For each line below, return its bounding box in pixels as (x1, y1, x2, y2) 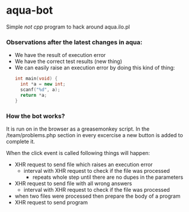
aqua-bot (6, 4, 53, 17)
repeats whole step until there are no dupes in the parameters (32, 173, 184, 181)
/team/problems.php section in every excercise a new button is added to (6, 131, 184, 138)
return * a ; (20, 92, 47, 98)
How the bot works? (6, 112, 65, 120)
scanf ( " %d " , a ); (20, 87, 60, 93)
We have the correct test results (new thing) (14, 58, 123, 65)
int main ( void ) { (14, 75, 58, 82)
